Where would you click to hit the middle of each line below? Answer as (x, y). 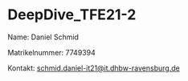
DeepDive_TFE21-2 (72, 15)
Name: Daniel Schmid (43, 37)
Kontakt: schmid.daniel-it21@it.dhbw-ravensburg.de (94, 68)
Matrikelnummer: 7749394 (51, 52)
